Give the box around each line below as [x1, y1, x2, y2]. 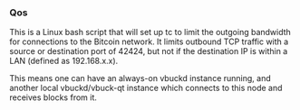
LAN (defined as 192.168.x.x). [9, 56, 119, 67]
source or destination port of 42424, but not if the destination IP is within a [9, 46, 288, 57]
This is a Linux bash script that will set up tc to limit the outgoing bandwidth [9, 27, 292, 38]
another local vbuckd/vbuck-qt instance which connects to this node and [9, 83, 283, 94]
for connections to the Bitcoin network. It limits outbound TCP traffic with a [9, 36, 289, 47]
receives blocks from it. [9, 92, 98, 103]
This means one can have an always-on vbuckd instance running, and [9, 73, 272, 84]
